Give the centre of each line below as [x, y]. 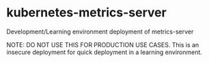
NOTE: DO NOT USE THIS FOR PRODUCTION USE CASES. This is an [103, 45]
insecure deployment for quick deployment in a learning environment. [104, 52]
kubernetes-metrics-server [86, 13]
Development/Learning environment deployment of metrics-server [100, 32]
